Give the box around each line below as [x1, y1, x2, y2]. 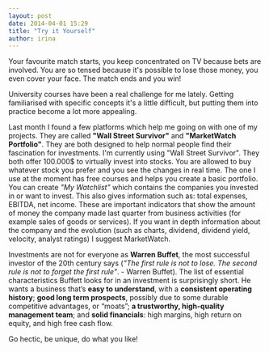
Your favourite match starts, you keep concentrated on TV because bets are [8, 57, 262, 66]
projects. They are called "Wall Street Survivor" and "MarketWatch [8, 131, 237, 141]
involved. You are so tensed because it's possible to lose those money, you [8, 66, 258, 75]
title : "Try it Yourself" [8, 27, 95, 35]
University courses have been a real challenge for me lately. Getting [8, 90, 234, 100]
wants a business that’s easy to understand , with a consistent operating [8, 284, 253, 294]
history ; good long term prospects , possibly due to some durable [8, 293, 229, 303]
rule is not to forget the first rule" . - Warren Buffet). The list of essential [8, 267, 245, 277]
